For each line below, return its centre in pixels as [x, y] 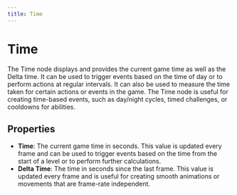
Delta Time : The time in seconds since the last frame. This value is [115, 169]
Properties [31, 129]
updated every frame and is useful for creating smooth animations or [118, 176]
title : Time [25, 14]
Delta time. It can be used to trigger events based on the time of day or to [115, 76]
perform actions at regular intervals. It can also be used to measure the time [119, 84]
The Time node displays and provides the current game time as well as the [117, 69]
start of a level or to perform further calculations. [89, 162]
